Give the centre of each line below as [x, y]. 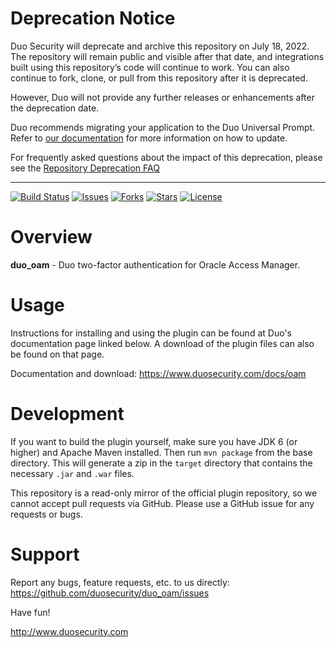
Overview [51, 237]
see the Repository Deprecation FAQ [85, 168]
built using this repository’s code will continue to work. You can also [150, 67]
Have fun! [30, 612]
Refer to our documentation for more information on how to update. [149, 138]
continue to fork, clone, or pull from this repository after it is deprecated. [159, 78]
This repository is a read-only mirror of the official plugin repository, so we [164, 493]
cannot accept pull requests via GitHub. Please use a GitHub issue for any [162, 503]
